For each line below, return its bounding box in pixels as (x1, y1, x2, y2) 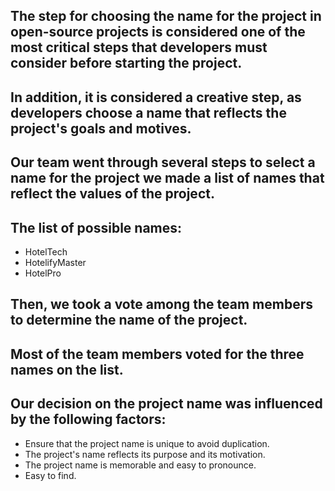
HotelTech (24, 245, 68, 258)
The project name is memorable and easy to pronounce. (24, 459, 257, 471)
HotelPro (24, 267, 62, 279)
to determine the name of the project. (10, 312, 248, 329)
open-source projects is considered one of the (10, 24, 306, 41)
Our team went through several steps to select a (10, 154, 316, 171)
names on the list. (10, 361, 124, 378)
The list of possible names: (10, 219, 183, 236)
